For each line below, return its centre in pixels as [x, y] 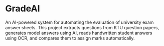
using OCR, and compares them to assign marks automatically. [70, 38]
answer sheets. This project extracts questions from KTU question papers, [82, 27]
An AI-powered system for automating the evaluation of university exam [79, 22]
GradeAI [23, 9]
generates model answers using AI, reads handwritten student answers [79, 33]
